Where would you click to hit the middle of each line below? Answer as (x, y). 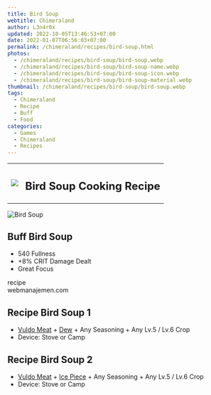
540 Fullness (36, 254)
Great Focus (36, 269)
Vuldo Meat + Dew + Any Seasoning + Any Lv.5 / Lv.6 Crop (104, 330)
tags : (15, 93)
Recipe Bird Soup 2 (50, 359)
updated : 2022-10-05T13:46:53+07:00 (61, 34)
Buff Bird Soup (40, 237)
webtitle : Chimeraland (41, 21)
